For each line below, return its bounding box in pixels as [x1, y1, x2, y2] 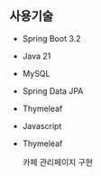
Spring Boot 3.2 [22, 32, 81, 43]
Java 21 [22, 51, 51, 61]
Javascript [22, 120, 62, 131]
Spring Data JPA [22, 85, 84, 97]
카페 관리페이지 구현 [22, 156, 93, 167]
